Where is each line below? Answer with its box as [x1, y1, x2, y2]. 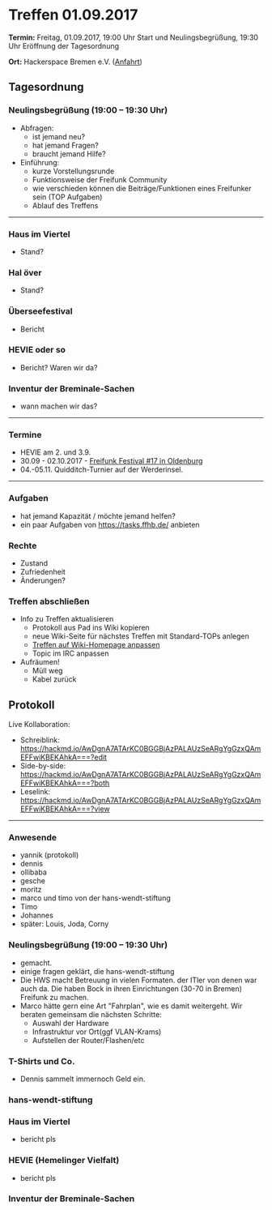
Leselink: [19, 787, 51, 797]
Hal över [8, 267, 42, 278]
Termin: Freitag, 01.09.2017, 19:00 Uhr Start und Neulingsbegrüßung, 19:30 [8, 32, 259, 42]
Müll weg [32, 666, 63, 676]
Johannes [19, 910, 54, 921]
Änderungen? [19, 575, 66, 585]
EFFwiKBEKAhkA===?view [19, 804, 111, 814]
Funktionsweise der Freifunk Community [32, 174, 168, 184]
